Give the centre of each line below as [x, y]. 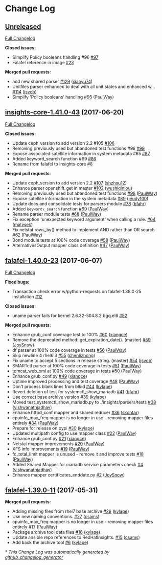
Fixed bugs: [17, 282]
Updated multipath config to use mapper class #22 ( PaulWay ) [74, 433]
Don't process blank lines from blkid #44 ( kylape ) [62, 386]
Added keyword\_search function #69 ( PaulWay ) [60, 209]
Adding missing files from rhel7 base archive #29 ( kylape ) [70, 511]
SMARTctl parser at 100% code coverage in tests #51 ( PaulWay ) [77, 365]
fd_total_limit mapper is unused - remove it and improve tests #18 [78, 454]
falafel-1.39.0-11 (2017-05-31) [52, 490]
